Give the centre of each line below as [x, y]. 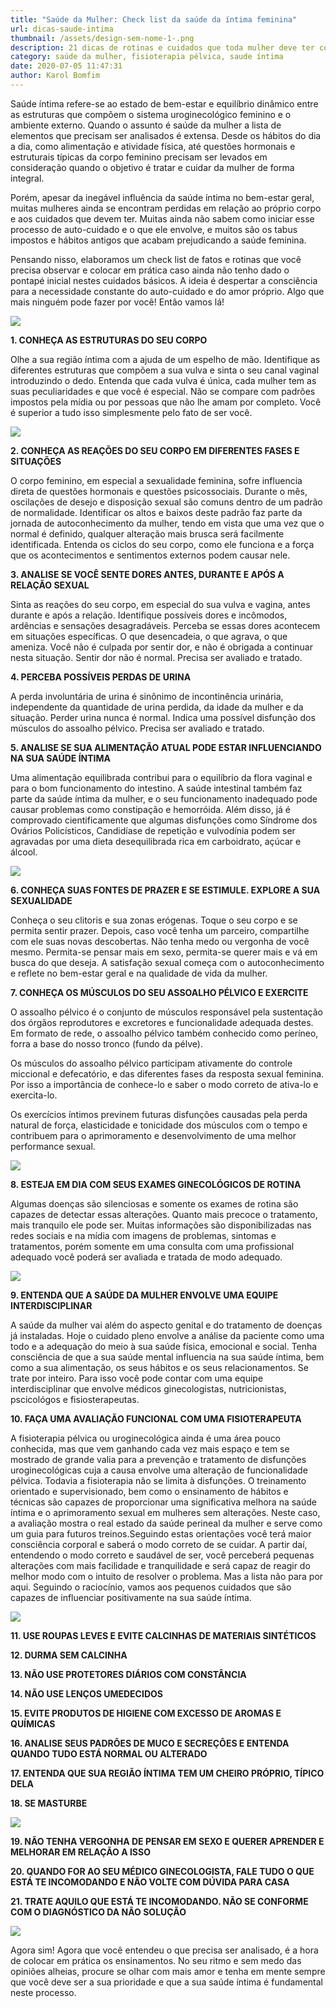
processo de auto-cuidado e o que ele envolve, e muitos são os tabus [154, 229]
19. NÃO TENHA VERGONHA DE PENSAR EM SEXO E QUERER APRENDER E [167, 1841]
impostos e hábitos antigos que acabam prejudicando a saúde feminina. [158, 240]
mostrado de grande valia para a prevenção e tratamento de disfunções [158, 1459]
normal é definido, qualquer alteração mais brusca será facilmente [147, 533]
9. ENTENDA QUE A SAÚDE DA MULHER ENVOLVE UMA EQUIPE [144, 1295]
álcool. [24, 852]
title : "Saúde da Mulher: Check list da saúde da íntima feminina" [154, 19]
